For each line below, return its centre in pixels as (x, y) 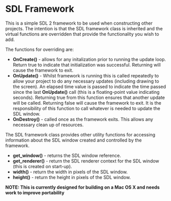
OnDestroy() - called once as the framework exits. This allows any (83, 119)
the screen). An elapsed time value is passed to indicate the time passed (89, 86)
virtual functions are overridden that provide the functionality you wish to (82, 34)
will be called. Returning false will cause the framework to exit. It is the (87, 103)
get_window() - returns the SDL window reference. (67, 155)
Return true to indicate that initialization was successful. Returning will (87, 65)
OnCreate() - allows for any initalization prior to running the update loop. (89, 59)
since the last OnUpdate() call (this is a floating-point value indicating (86, 92)
